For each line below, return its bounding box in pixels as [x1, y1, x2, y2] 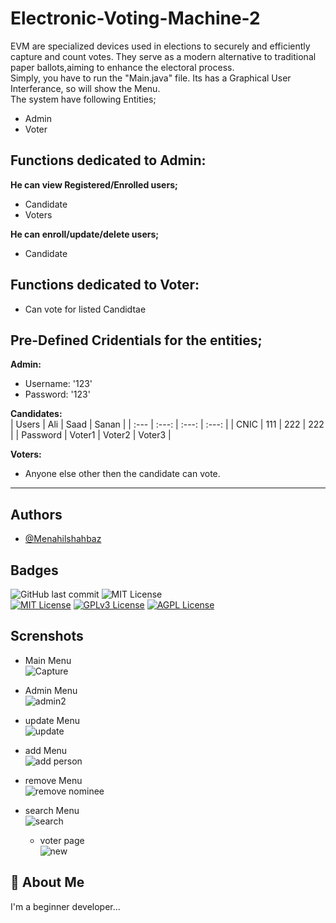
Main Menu [24, 654, 72, 666]
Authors [10, 506, 63, 523]
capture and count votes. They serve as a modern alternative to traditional [10, 50, 317, 62]
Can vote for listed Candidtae [24, 303, 147, 315]
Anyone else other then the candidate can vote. [24, 468, 221, 480]
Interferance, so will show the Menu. [10, 82, 161, 94]
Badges [10, 562, 59, 579]
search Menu [24, 804, 80, 816]
